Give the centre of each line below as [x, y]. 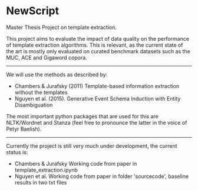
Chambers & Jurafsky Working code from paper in [76, 163]
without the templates [41, 92]
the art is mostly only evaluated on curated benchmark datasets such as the [98, 51]
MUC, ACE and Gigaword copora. [47, 57]
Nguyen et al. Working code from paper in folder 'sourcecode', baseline [102, 176]
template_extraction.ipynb [46, 170]
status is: [17, 152]
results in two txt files [41, 182]
